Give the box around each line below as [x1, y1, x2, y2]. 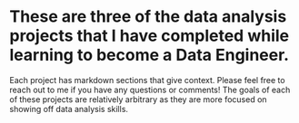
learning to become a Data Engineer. [9, 45, 289, 65]
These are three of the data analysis [9, 6, 287, 27]
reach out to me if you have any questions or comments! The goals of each [9, 84, 291, 95]
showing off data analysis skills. [9, 103, 129, 114]
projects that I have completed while [9, 25, 289, 46]
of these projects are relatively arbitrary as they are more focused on [9, 93, 267, 105]
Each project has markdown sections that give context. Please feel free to [9, 74, 285, 85]
